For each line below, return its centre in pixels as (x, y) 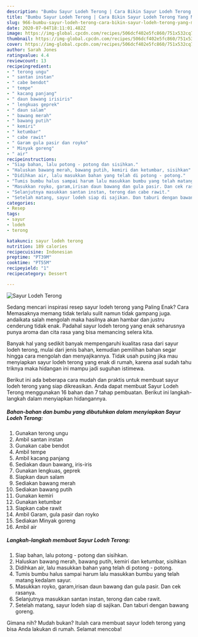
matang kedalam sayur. (43, 580)
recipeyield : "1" (28, 268)
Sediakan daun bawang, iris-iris (53, 464)
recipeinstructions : (32, 159)
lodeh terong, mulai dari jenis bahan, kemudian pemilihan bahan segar (92, 349)
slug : (13, 22)
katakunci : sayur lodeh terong (45, 241)
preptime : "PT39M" (29, 257)
